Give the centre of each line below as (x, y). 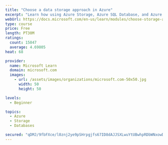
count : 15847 (23, 43)
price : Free (17, 29)
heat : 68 (14, 52)
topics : (13, 112)
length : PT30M (20, 33)
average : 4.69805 (28, 47)
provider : (15, 61)
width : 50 (28, 84)
